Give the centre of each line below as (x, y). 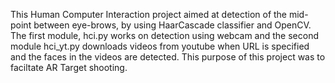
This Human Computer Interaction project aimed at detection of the (149, 14)
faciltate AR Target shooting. (69, 67)
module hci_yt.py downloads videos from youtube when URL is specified (160, 46)
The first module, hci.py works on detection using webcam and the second (164, 35)
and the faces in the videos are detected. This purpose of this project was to (168, 57)
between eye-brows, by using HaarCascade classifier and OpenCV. (172, 25)
